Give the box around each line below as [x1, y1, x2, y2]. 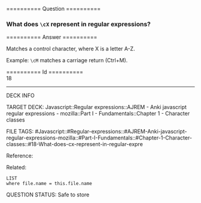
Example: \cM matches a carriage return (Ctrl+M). [6, 57, 128, 64]
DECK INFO [6, 92, 35, 99]
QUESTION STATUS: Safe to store [6, 191, 90, 198]
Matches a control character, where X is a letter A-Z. [6, 45, 136, 53]
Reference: [6, 152, 33, 159]
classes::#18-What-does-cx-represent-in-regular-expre [6, 141, 144, 148]
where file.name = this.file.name [6, 181, 93, 187]
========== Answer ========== [6, 34, 98, 41]
